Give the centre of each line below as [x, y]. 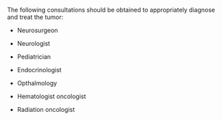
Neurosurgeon [37, 30]
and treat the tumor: [35, 17]
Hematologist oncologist [51, 96]
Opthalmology [37, 83]
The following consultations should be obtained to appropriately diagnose [111, 10]
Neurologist [33, 43]
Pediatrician [34, 57]
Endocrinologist [39, 70]
